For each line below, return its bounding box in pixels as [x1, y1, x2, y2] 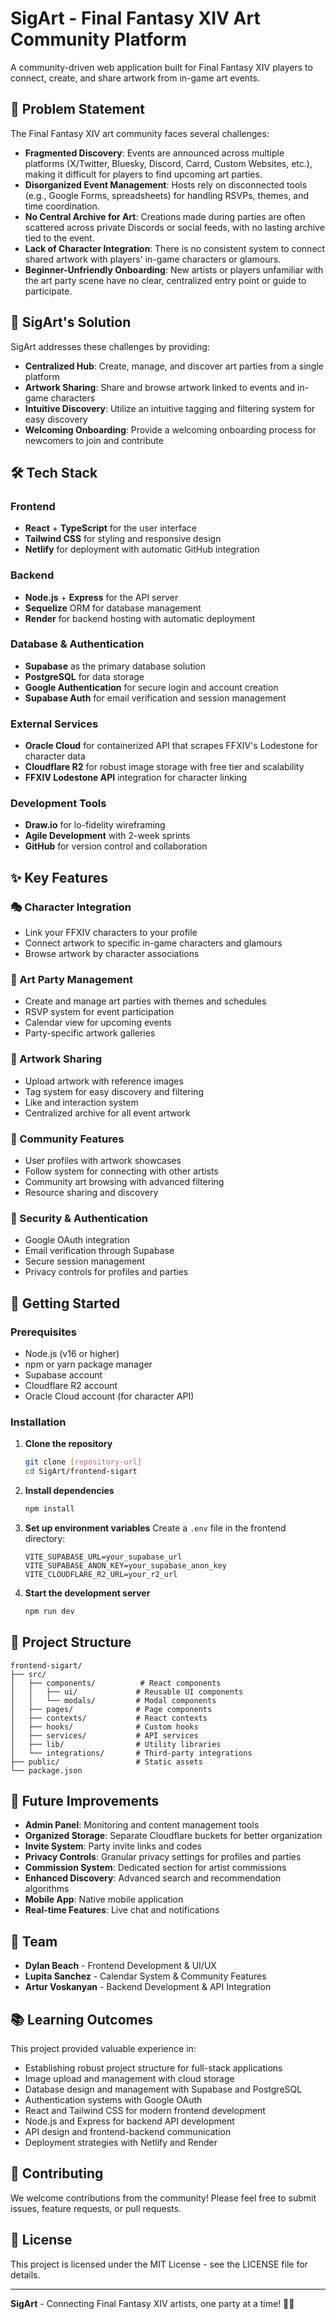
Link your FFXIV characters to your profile [24, 927, 198, 939]
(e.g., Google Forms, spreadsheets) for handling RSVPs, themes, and [24, 189, 310, 201]
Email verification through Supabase [24, 1245, 175, 1257]
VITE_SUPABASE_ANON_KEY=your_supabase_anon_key [24, 1560, 227, 1571]
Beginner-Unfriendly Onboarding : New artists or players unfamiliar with [24, 263, 324, 276]
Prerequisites [10, 1325, 77, 1339]
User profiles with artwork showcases [24, 1155, 182, 1167]
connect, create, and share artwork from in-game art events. [10, 72, 260, 84]
